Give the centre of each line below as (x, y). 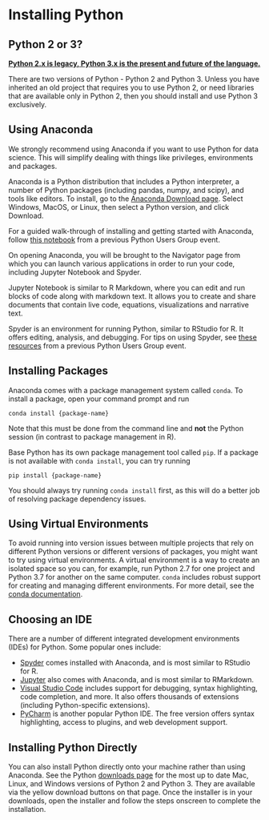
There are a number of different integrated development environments (124, 639)
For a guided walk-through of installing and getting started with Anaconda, (131, 231)
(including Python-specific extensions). (85, 705)
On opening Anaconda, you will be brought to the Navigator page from (124, 255)
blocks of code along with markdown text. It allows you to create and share (132, 296)
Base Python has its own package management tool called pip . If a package (133, 452)
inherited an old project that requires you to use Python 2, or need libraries (131, 87)
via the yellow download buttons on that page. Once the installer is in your (130, 792)
